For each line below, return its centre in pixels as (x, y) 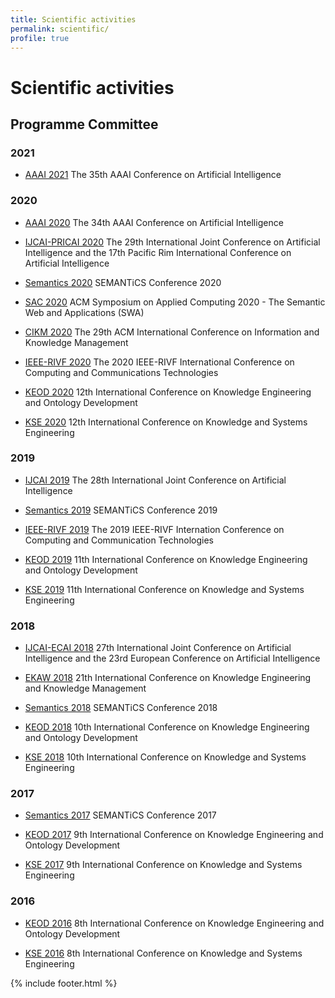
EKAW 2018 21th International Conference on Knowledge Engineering (168, 678)
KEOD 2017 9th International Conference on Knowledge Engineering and (174, 835)
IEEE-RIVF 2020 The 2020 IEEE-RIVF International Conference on (159, 362)
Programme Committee (84, 124)
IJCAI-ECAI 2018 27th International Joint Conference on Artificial (158, 648)
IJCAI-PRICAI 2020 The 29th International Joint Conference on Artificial (172, 242)
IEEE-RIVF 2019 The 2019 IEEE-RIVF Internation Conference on (154, 529)
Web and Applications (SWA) (84, 312)
